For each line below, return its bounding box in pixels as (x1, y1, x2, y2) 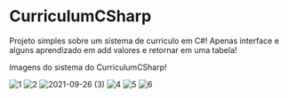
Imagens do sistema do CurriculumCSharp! (9, 62, 167, 72)
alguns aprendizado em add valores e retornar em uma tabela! (9, 44, 237, 55)
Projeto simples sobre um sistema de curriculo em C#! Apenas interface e (9, 35, 280, 46)
